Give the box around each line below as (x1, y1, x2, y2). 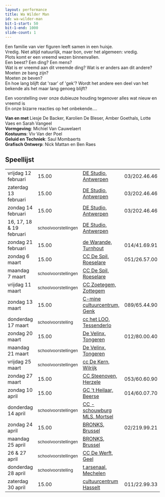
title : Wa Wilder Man (5, 12, 50, 17)
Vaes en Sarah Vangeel (5, 120, 53, 126)
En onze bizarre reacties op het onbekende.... (5, 106, 97, 111)
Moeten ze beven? (5, 75, 43, 81)
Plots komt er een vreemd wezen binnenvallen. (5, 54, 100, 60)
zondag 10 (7, 387, 33, 393)
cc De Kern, (82, 358, 110, 365)
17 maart (7, 321, 29, 328)
